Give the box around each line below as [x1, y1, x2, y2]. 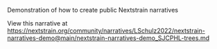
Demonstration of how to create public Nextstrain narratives [7, 6, 179, 14]
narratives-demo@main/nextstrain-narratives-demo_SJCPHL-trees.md [7, 34, 210, 42]
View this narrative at [7, 19, 68, 27]
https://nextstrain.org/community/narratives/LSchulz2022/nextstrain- [7, 27, 206, 35]
